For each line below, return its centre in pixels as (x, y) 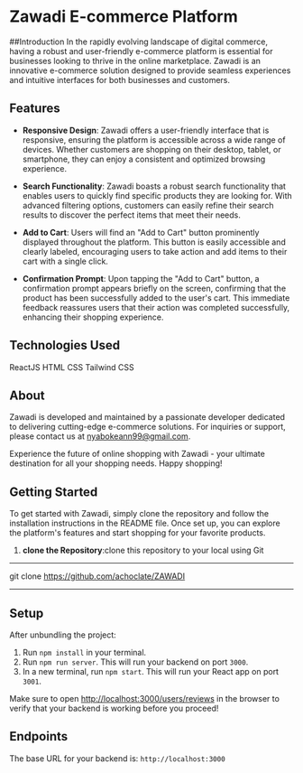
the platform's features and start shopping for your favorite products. (138, 533)
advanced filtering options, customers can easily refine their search (148, 205)
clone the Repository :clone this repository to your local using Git (143, 550)
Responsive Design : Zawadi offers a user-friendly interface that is (146, 130)
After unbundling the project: (63, 635)
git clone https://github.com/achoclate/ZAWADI (97, 576)
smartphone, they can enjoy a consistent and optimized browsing (144, 159)
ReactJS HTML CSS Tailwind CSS (72, 367)
